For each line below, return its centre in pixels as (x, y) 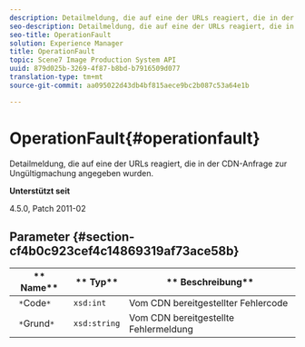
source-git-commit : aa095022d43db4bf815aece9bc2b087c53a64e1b (129, 85)
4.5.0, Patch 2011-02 (48, 208)
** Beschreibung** (210, 283)
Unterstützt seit (40, 191)
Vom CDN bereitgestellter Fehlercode (208, 303)
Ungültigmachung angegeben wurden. (82, 173)
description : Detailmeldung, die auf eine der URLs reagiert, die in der (152, 18)
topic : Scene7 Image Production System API (93, 60)
